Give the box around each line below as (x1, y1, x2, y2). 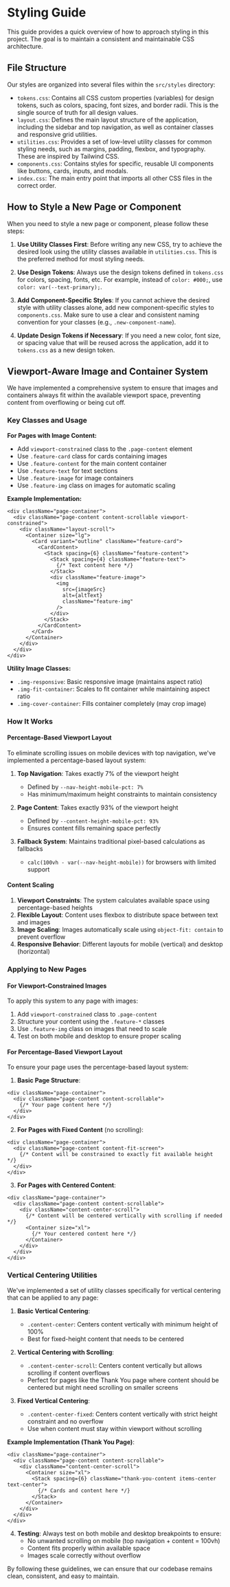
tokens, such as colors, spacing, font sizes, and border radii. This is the (16, 101, 219, 109)
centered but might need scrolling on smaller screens (27, 1383, 179, 1391)
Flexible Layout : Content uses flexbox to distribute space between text (16, 911, 218, 919)
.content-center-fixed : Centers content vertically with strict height (27, 1410, 218, 1418)
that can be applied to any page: (7, 1294, 99, 1302)
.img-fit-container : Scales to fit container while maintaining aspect (16, 685, 210, 693)
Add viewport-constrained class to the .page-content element (16, 445, 193, 453)
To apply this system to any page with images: (7, 997, 139, 1005)
